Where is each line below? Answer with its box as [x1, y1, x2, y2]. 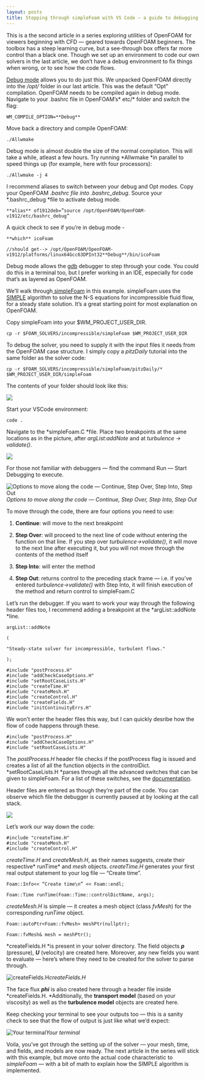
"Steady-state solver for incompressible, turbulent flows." [6, 645, 166, 652]
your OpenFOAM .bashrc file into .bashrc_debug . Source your [6, 189, 162, 197]
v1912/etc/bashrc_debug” [6, 212, 70, 219]
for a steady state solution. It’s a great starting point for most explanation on [6, 300, 198, 307]
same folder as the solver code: [6, 354, 86, 361]
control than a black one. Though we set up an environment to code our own [6, 51, 199, 58]
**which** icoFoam [6, 235, 53, 242]
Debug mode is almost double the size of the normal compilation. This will [6, 147, 193, 154]
